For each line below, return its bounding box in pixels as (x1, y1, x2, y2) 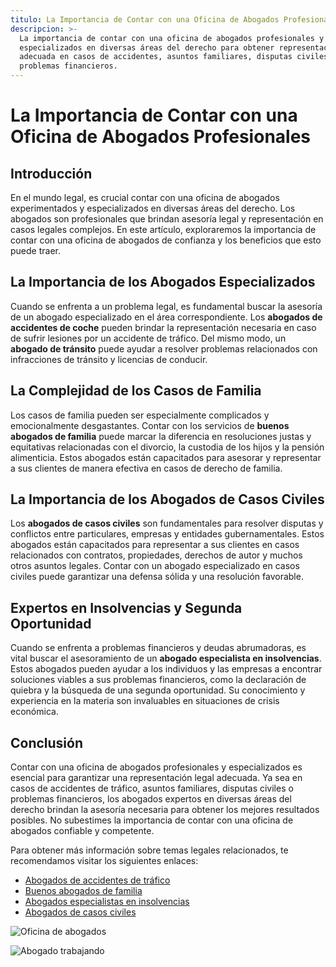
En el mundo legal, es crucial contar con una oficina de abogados (10, 192, 280, 203)
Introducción (10, 165, 93, 182)
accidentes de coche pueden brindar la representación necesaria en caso (10, 321, 317, 333)
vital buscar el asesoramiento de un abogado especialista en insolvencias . (10, 652, 322, 665)
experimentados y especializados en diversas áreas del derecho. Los (10, 202, 296, 214)
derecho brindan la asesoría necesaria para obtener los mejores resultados (10, 804, 320, 816)
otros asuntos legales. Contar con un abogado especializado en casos (10, 560, 300, 572)
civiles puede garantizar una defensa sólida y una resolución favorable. (10, 571, 304, 583)
